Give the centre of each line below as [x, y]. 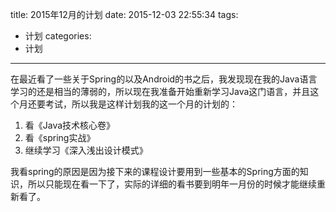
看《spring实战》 [60, 137]
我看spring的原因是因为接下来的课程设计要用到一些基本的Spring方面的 [155, 171]
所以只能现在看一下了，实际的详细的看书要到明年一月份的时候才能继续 [172, 184]
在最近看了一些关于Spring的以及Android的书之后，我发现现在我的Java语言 [164, 79]
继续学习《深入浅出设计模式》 [86, 150]
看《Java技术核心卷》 [70, 125]
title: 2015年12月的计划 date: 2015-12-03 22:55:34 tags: [124, 14]
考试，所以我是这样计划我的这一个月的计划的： [141, 104]
